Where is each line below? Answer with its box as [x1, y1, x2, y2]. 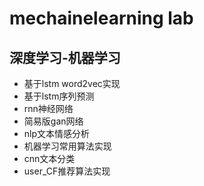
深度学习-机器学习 [9, 49, 121, 66]
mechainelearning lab [9, 7, 194, 30]
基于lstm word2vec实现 [23, 78, 121, 89]
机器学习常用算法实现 [23, 140, 112, 152]
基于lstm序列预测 [23, 90, 95, 102]
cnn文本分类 [23, 153, 76, 164]
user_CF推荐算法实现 [23, 165, 111, 177]
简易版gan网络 [23, 115, 84, 127]
